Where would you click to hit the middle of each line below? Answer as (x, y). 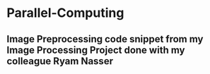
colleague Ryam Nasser (60, 61)
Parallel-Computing (65, 13)
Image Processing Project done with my (96, 50)
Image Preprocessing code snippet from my (105, 39)
